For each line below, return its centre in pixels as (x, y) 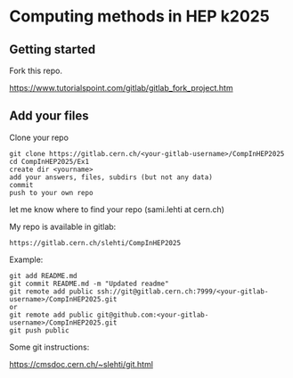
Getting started (53, 49)
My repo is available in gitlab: (63, 226)
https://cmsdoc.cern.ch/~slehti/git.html (81, 364)
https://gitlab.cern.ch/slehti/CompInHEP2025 (95, 242)
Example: (26, 259)
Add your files (49, 116)
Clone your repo (39, 137)
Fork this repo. (36, 70)
